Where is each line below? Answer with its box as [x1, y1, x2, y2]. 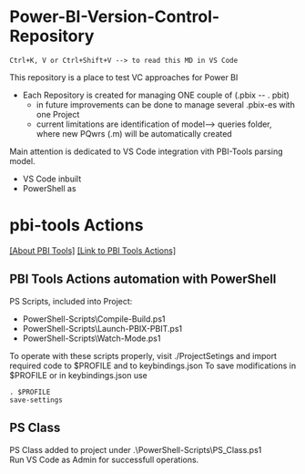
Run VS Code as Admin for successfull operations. [9, 454, 199, 465]
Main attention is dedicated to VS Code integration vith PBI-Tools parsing [9, 146, 283, 157]
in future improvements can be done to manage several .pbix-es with [36, 98, 296, 110]
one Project [36, 108, 80, 119]
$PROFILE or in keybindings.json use [9, 369, 148, 380]
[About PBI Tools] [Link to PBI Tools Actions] [9, 244, 177, 256]
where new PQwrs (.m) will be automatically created [36, 128, 232, 139]
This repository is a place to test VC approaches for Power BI [9, 71, 239, 83]
